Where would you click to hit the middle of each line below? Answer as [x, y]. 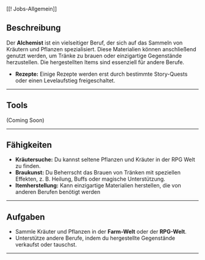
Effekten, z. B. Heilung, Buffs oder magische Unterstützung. [90, 179]
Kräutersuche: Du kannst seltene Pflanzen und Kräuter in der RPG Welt [105, 160]
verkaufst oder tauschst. [46, 245]
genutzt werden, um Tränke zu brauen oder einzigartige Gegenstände [94, 56]
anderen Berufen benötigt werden [58, 192]
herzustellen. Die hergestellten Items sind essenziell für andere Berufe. [95, 62]
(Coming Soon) [25, 120]
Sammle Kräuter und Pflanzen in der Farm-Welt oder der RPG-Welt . [101, 232]
